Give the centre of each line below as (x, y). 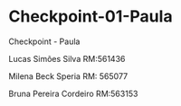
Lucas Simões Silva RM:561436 (67, 58)
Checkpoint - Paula (44, 41)
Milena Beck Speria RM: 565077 (68, 76)
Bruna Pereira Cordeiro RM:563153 (73, 93)
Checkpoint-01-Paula (90, 17)
